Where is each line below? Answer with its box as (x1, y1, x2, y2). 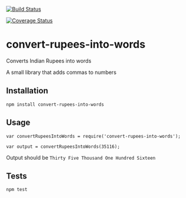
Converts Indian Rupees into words (6, 57, 92, 64)
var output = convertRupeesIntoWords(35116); (6, 144, 120, 150)
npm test (6, 187, 28, 193)
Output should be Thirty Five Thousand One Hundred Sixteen (6, 154, 156, 161)
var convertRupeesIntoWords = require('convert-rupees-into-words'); (6, 133, 181, 139)
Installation (6, 86, 48, 96)
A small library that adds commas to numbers (6, 69, 117, 76)
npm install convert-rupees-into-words (6, 101, 105, 108)
